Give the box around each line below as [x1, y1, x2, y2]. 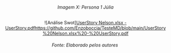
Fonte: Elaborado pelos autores [51, 42, 118, 48]
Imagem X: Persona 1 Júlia [57, 4, 114, 10]
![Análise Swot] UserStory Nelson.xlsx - [44, 20, 127, 26]
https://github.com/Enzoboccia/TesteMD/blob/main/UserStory [34, 25, 166, 31]
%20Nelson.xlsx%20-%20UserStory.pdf [42, 30, 129, 36]
